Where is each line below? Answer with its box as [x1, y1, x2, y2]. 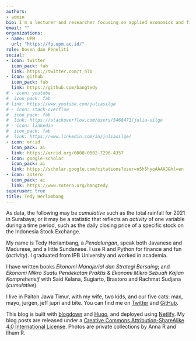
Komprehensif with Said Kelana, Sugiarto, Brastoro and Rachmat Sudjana [6, 275, 181, 283]
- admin [6, 14, 25, 20]
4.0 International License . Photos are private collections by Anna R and [6, 323, 176, 330]
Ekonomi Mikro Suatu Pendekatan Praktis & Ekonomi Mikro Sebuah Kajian [6, 270, 184, 277]
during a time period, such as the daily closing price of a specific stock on [6, 222, 184, 229]
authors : [6, 8, 27, 15]
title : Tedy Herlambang [6, 194, 64, 199]
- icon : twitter [6, 57, 45, 63]
